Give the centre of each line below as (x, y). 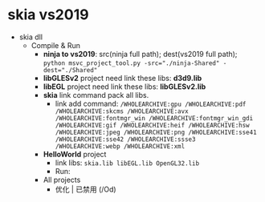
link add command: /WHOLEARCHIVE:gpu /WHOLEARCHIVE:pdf (151, 103)
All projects (62, 180)
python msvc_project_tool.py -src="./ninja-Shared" (131, 63)
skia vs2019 (48, 15)
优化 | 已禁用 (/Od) (86, 189)
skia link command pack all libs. (96, 95)
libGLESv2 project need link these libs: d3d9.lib (122, 78)
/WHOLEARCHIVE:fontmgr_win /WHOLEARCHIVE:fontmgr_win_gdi (154, 118)
